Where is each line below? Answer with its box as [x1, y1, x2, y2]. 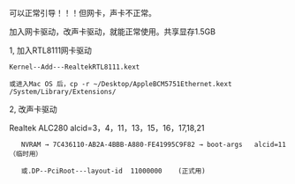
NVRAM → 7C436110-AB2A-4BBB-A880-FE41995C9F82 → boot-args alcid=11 [20, 140, 287, 149]
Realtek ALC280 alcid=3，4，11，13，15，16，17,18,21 [9, 122, 205, 133]
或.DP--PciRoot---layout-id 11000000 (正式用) [20, 166, 206, 175]
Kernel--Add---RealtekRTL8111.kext [9, 63, 140, 71]
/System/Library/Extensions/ [9, 87, 117, 96]
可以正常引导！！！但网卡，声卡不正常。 [9, 8, 156, 18]
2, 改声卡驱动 [9, 104, 57, 114]
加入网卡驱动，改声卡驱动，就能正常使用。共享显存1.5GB [9, 26, 216, 37]
